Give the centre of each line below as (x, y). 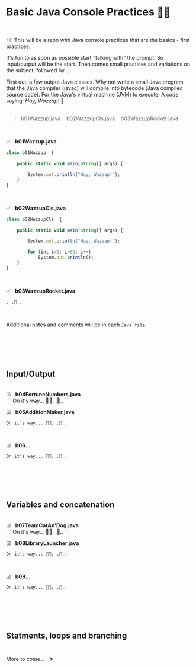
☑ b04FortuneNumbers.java (44, 394)
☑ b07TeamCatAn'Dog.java (42, 525)
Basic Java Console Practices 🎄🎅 (88, 12)
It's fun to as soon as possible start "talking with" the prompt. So (85, 57)
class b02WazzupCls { (34, 219)
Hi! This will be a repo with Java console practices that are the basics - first (98, 40)
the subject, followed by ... (38, 70)
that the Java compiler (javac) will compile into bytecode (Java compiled (95, 88)
